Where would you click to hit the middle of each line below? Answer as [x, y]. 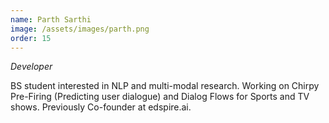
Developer [31, 67]
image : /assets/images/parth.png [80, 29]
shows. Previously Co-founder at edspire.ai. [101, 107]
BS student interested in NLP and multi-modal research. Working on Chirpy [165, 86]
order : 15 [31, 38]
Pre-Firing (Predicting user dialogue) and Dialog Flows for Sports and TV [160, 97]
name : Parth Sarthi [51, 19]
